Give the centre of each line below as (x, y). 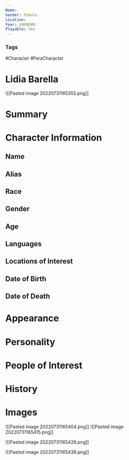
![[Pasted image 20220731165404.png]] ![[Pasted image (64, 427)
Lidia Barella (32, 79)
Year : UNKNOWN (20, 24)
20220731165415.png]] (29, 432)
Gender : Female (21, 15)
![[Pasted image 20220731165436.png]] (47, 452)
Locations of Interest (39, 261)
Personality (30, 342)
